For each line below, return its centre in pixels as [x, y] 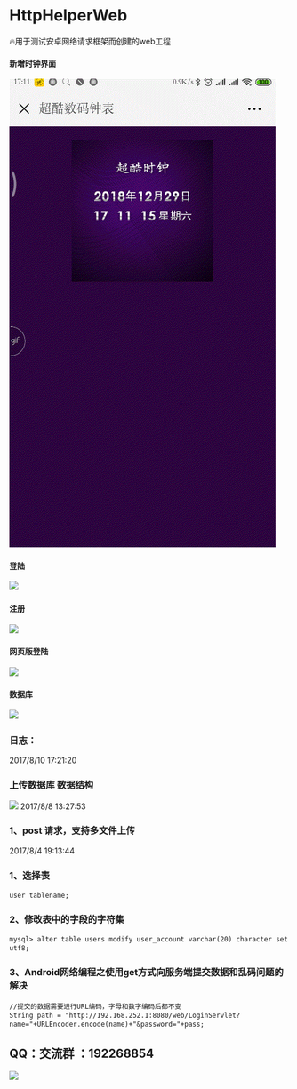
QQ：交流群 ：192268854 [81, 1054]
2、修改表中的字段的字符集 [67, 919]
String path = [36, 1015]
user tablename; [39, 896]
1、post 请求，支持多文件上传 [72, 830]
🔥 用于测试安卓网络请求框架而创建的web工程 [90, 41]
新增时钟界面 [32, 63]
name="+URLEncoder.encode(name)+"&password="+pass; [107, 1024]
